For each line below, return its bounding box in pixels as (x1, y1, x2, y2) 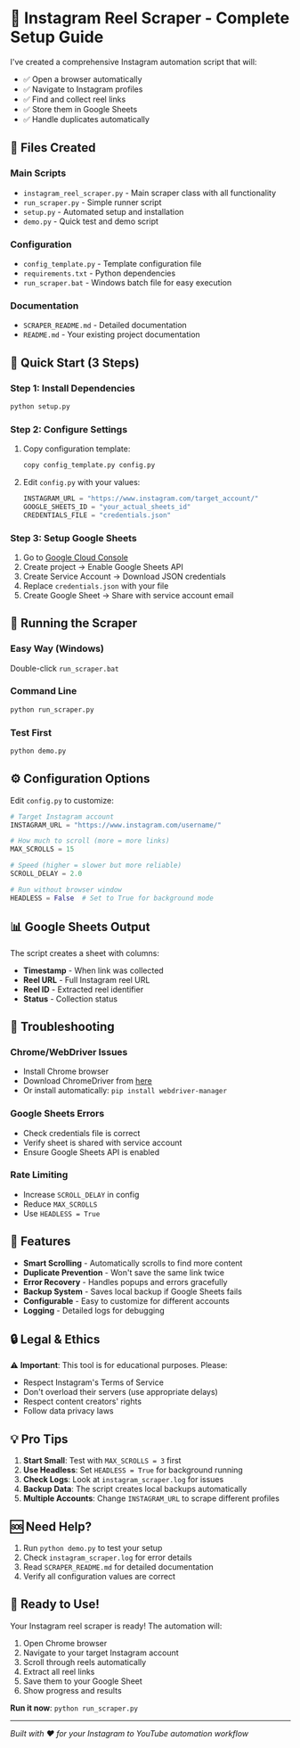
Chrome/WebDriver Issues (10, 1045, 128, 1058)
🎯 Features (10, 1234, 71, 1249)
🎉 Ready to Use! (10, 1596, 101, 1612)
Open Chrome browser (22, 1637, 108, 1648)
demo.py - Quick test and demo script (22, 216, 159, 227)
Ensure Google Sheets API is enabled (22, 1146, 159, 1158)
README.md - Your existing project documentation (22, 329, 201, 340)
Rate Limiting (10, 1168, 69, 1181)
